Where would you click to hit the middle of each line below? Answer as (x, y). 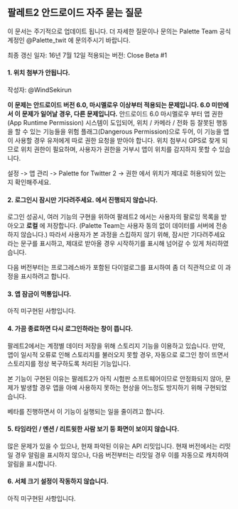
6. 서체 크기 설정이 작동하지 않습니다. (58, 481)
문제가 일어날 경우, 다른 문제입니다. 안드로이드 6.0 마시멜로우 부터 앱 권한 (123, 114)
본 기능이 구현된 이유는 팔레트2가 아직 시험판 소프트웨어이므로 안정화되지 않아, (115, 378)
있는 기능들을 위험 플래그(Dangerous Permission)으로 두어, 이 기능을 (126, 132)
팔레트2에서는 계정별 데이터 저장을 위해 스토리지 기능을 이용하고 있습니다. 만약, (116, 346)
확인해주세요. (33, 182)
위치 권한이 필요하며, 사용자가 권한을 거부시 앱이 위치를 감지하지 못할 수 (119, 149)
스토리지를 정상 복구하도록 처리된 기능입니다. (69, 363)
